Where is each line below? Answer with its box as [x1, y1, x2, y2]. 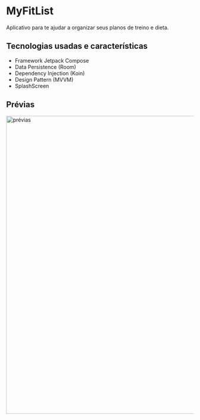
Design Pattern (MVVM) [14, 76, 74, 83]
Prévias [6, 99, 35, 110]
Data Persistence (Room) [14, 63, 76, 70]
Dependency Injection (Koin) [14, 70, 85, 77]
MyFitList [6, 4, 54, 18]
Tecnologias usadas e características [6, 41, 148, 51]
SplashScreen [14, 82, 49, 89]
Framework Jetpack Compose [14, 57, 89, 64]
